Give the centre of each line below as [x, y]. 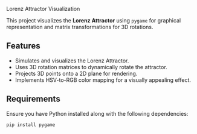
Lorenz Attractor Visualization [43, 9]
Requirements [33, 99]
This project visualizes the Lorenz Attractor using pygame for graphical [94, 20]
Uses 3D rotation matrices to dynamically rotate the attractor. [91, 67]
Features [23, 46]
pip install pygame [31, 125]
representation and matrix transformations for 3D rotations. [80, 27]
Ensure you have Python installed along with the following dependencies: [97, 113]
